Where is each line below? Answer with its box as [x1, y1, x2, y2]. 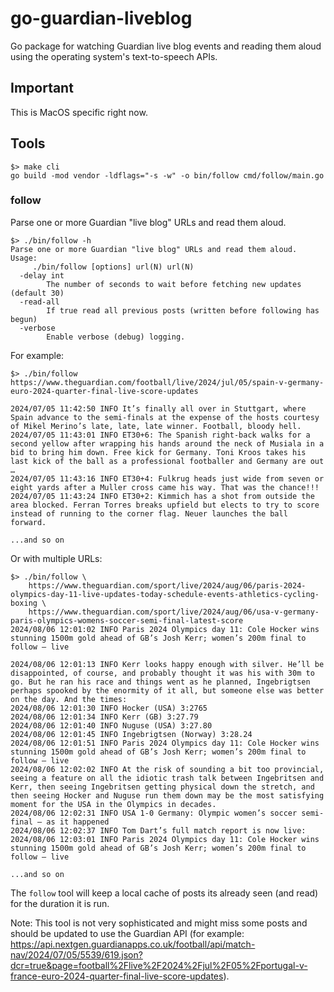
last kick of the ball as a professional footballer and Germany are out [10, 456, 325, 466]
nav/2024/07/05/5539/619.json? [10, 948, 143, 961]
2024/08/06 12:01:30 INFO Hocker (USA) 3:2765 [10, 703, 208, 713]
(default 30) [10, 288, 65, 298]
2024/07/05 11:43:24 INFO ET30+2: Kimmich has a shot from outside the [10, 491, 315, 501]
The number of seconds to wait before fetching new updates [46, 279, 302, 289]
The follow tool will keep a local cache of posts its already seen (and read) [10, 887, 319, 899]
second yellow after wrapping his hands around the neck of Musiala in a [10, 438, 325, 449]
